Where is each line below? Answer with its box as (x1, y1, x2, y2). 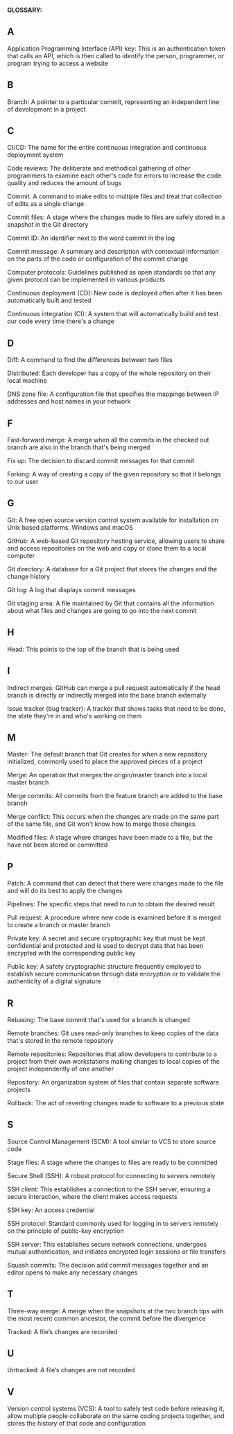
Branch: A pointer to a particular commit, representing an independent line (7, 97, 220, 106)
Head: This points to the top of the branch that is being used (7, 645, 180, 653)
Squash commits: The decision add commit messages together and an (7, 1261, 209, 1269)
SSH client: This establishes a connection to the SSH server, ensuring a (7, 1185, 211, 1193)
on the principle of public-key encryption (7, 1227, 124, 1235)
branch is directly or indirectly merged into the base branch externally (7, 691, 207, 699)
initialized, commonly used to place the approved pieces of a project (7, 757, 203, 766)
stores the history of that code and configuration (7, 1419, 146, 1428)
